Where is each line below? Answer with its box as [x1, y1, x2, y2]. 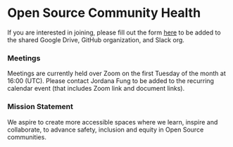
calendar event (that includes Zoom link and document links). [7, 84, 185, 93]
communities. [7, 132, 47, 141]
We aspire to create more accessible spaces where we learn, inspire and [7, 117, 218, 126]
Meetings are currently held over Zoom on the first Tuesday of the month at [7, 69, 227, 78]
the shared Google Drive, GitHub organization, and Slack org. [7, 35, 185, 44]
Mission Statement [7, 102, 74, 112]
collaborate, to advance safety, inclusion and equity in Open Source [7, 125, 204, 134]
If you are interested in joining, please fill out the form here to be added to [7, 28, 221, 37]
